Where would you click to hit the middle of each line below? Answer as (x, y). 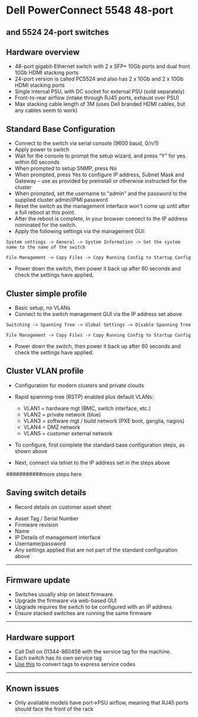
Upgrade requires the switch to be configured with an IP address (93, 607)
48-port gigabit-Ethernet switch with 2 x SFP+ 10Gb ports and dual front (102, 66)
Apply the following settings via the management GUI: (80, 231)
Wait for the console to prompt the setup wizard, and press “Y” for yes (100, 156)
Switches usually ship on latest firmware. (65, 595)
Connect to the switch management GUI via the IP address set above (98, 314)
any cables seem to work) (46, 111)
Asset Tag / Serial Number (47, 518)
